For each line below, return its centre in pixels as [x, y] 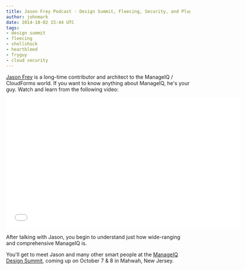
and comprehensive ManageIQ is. [46, 243]
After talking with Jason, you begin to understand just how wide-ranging [93, 237]
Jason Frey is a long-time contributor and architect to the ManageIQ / [90, 77]
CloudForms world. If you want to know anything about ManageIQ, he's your [98, 83]
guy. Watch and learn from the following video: [62, 89]
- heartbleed [22, 50]
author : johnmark [27, 17]
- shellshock [22, 44]
